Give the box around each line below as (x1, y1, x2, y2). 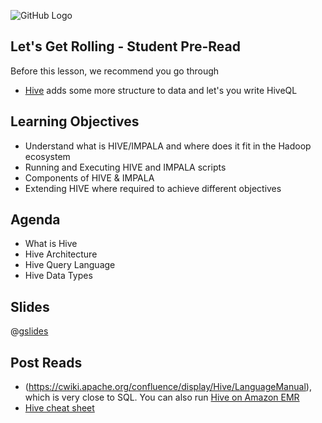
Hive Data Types (24, 270, 93, 282)
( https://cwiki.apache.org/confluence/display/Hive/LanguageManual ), (24, 381, 312, 393)
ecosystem (24, 150, 71, 162)
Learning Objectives (10, 113, 140, 130)
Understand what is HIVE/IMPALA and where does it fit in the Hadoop (24, 140, 312, 152)
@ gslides (10, 325, 49, 337)
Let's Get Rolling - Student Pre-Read (10, 38, 241, 55)
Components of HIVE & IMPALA (24, 171, 155, 184)
